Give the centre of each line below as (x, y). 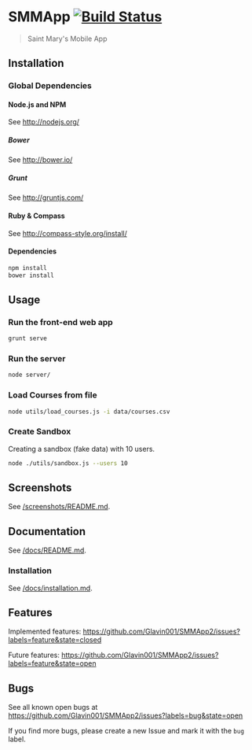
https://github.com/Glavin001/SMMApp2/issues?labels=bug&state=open (126, 715)
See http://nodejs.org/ (44, 122)
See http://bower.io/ (40, 160)
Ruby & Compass (37, 216)
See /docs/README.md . (47, 550)
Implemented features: (45, 632)
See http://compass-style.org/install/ (68, 233)
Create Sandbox (40, 431)
